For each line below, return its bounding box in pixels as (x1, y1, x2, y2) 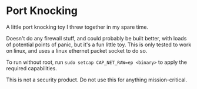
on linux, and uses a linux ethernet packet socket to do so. (6, 47, 148, 54)
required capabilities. (6, 64, 58, 71)
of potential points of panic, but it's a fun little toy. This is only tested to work (6, 41, 192, 48)
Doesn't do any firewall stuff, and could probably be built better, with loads (6, 35, 187, 42)
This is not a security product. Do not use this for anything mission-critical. (6, 76, 187, 83)
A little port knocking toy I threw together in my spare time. (6, 23, 149, 30)
